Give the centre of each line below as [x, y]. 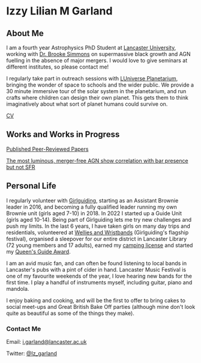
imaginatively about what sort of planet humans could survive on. [87, 104]
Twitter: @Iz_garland [31, 353]
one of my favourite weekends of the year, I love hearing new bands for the [99, 276]
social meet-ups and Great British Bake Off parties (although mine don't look [101, 307]
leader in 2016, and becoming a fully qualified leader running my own [91, 207]
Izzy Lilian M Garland [59, 11]
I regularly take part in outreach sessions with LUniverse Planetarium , [92, 78]
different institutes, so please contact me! [58, 67]
